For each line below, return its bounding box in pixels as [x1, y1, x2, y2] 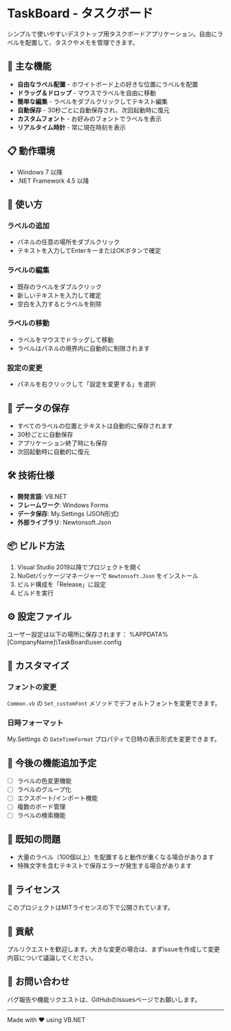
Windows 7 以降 [16, 167, 63, 176]
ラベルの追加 [7, 221, 50, 230]
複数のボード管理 [16, 803, 66, 811]
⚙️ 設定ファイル [7, 611, 72, 622]
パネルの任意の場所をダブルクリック [16, 238, 120, 246]
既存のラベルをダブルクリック [16, 283, 102, 291]
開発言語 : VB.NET [16, 492, 67, 500]
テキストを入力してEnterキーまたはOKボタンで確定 [16, 247, 162, 255]
